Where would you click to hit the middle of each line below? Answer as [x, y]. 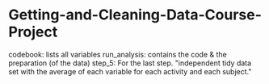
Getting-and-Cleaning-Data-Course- [135, 15]
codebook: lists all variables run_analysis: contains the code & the [118, 54]
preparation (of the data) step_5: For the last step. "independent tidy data [130, 63]
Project [33, 32]
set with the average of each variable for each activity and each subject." [130, 71]
